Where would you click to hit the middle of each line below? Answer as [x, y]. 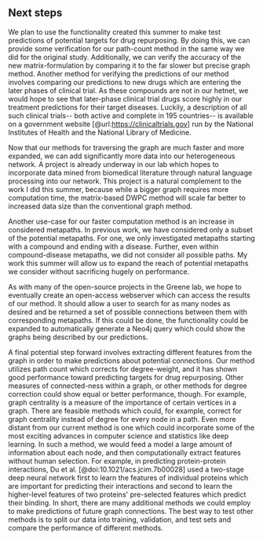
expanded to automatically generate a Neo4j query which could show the [127, 328]
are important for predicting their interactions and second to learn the [121, 486]
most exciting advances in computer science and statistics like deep [119, 435]
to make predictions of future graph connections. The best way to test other [131, 511]
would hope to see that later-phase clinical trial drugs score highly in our [125, 98]
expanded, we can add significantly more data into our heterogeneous [122, 156]
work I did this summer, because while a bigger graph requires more [119, 189]
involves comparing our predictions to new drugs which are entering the [125, 82]
